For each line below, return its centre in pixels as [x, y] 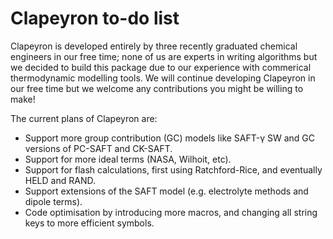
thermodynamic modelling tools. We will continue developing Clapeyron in [163, 78]
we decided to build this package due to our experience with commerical [161, 67]
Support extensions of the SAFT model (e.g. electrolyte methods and [166, 191]
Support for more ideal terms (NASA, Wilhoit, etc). [128, 159]
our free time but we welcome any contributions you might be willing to [157, 88]
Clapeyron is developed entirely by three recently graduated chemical [154, 46]
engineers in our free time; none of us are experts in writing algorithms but [164, 56]
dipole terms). [53, 201]
